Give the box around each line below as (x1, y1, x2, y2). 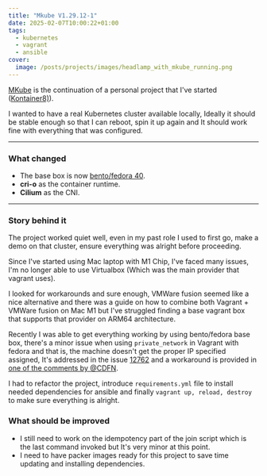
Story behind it (8, 215, 67, 226)
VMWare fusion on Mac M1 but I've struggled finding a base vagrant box (8, 306, 246, 316)
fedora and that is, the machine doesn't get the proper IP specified (8, 347, 226, 356)
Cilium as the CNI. (19, 188, 80, 198)
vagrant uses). (8, 274, 56, 283)
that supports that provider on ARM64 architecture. (8, 314, 176, 324)
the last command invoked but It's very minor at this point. (19, 442, 211, 451)
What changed (8, 152, 67, 163)
